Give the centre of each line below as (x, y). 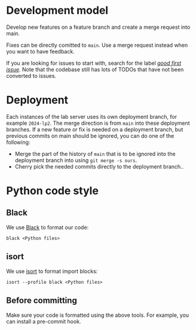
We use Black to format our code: (48, 227)
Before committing (42, 301)
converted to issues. (31, 76)
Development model (57, 10)
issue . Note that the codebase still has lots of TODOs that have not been (95, 69)
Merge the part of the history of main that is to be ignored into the (95, 154)
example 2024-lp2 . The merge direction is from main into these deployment (98, 123)
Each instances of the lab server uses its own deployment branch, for (92, 116)
